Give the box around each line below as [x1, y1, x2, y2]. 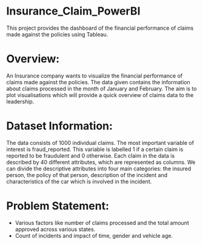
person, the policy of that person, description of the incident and [6, 171, 168, 178]
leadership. [6, 98, 35, 105]
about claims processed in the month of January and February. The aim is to [6, 85, 197, 92]
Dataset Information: [6, 119, 113, 133]
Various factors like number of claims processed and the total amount [15, 219, 189, 226]
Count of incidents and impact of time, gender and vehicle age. [15, 232, 173, 239]
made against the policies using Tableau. [6, 30, 108, 38]
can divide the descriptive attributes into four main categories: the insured [6, 165, 191, 172]
